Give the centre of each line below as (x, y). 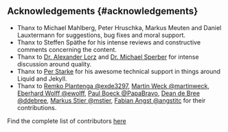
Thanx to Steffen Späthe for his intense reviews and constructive (109, 42)
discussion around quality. (54, 64)
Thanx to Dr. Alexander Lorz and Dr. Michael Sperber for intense (108, 57)
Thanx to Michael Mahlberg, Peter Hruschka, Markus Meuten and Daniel (119, 27)
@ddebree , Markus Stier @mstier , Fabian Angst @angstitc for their (111, 100)
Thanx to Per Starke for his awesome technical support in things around (119, 71)
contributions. (37, 107)
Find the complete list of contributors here (67, 121)
